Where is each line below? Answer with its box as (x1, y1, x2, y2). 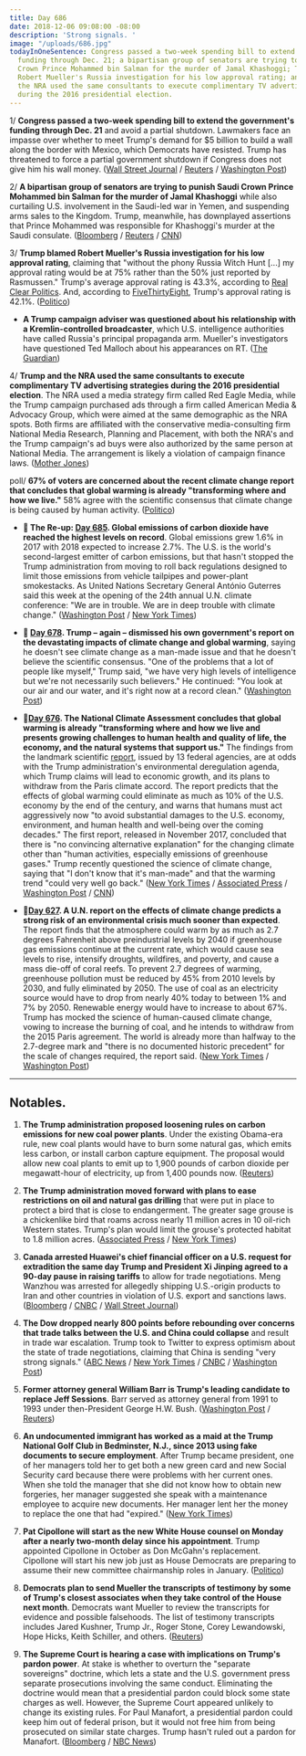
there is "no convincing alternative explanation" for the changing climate (22, 838, 294, 849)
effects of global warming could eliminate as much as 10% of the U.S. (22, 790, 284, 801)
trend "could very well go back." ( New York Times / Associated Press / (22, 878, 289, 889)
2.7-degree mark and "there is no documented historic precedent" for (22, 1040, 285, 1051)
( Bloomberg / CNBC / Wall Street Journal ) (22, 1300, 179, 1311)
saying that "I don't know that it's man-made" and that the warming (22, 867, 276, 878)
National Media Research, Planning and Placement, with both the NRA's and (9, 428, 294, 439)
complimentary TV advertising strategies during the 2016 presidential (9, 380, 280, 391)
